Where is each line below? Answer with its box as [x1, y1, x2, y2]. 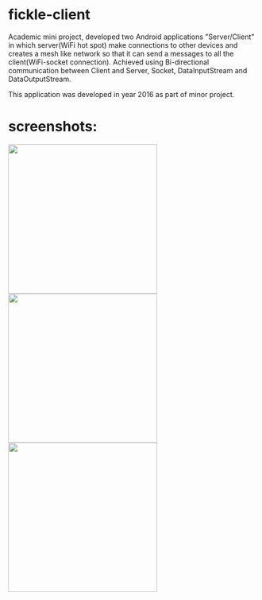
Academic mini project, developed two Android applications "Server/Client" [8, 32, 255, 41]
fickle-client [8, 6, 91, 24]
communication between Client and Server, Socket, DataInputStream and [8, 65, 248, 75]
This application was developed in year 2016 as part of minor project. [8, 89, 235, 99]
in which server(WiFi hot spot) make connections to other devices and [8, 40, 238, 49]
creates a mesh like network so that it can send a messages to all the [8, 49, 234, 58]
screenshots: [8, 118, 98, 136]
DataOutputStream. [8, 74, 71, 84]
